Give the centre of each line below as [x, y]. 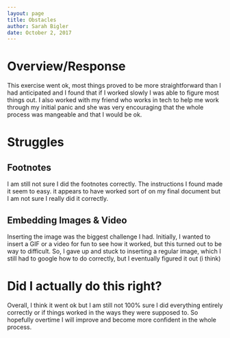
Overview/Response [66, 67]
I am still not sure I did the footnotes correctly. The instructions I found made [115, 184]
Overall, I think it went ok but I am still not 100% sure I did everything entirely [115, 305]
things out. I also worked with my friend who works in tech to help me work [113, 100]
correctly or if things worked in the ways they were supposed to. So [103, 312]
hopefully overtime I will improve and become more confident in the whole [112, 319]
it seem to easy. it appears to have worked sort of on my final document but [114, 191]
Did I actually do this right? [85, 286]
